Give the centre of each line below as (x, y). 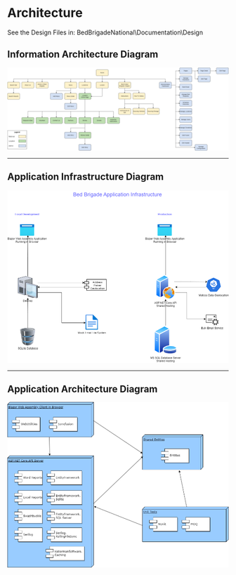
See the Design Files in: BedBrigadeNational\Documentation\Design (105, 32)
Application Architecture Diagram (83, 389)
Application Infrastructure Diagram (86, 177)
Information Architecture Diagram (83, 54)
